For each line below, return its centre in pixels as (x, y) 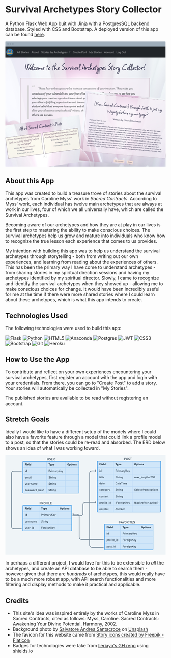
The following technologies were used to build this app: (63, 328)
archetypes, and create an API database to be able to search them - (76, 569)
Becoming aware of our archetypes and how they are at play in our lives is (83, 225)
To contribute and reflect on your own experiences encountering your (78, 372)
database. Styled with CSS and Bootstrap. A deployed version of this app (82, 29)
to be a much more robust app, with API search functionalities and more (81, 579)
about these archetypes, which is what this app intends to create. (74, 300)
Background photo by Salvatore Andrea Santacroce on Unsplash (80, 629)
